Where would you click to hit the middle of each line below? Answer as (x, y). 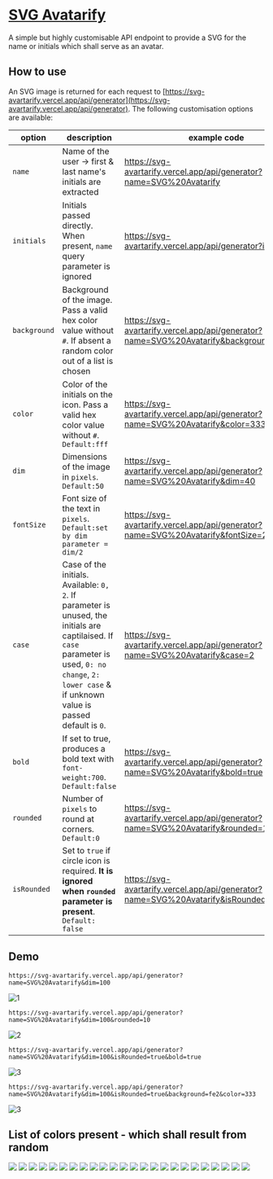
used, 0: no (84, 664)
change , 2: (81, 674)
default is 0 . (84, 725)
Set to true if (87, 850)
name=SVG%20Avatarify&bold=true (194, 772)
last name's (84, 171)
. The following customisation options (191, 108)
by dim (75, 536)
